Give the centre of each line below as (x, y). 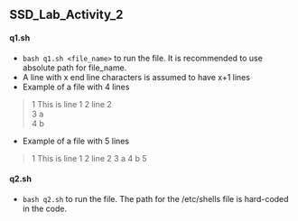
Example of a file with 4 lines (76, 87)
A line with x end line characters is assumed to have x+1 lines (136, 77)
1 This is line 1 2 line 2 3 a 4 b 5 (89, 158)
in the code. (45, 208)
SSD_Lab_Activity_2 (66, 15)
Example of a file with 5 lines (75, 141)
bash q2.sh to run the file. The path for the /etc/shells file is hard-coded (155, 198)
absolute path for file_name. (74, 68)
